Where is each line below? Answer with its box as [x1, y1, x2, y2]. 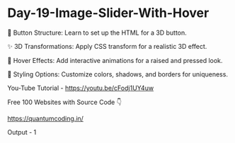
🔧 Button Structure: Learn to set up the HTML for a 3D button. [7, 28, 188, 37]
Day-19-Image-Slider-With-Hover [7, 5, 210, 21]
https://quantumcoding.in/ [7, 114, 84, 122]
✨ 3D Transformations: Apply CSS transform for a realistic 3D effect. [7, 42, 207, 50]
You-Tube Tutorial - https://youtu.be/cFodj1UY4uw [7, 84, 154, 92]
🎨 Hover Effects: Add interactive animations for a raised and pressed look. [7, 56, 223, 64]
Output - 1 [7, 127, 37, 136]
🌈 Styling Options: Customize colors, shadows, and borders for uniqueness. [7, 69, 229, 79]
